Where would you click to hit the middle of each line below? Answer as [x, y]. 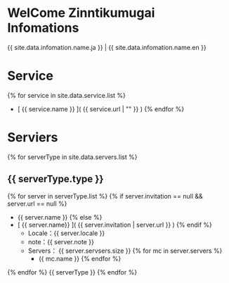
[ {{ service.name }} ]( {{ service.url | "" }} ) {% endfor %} [101, 109]
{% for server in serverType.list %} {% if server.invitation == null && [105, 196]
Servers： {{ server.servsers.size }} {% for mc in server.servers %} [125, 251]
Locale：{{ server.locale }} [66, 233]
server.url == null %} [37, 203]
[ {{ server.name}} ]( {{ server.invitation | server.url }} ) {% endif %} [115, 225]
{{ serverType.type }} [55, 179]
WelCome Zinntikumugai [81, 13]
